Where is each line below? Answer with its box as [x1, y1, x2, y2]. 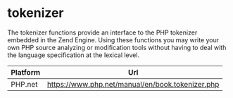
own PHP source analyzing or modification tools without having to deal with [7, 43, 227, 51]
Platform [11, 67, 41, 77]
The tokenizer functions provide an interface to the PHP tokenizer [7, 28, 198, 37]
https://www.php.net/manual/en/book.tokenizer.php [46, 79, 220, 89]
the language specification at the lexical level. [7, 51, 139, 59]
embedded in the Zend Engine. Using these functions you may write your [7, 35, 220, 44]
